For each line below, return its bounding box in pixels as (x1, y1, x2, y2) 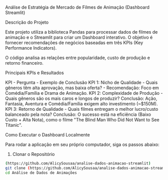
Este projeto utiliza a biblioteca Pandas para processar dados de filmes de (5, 29, 158, 35)
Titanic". (5, 122, 22, 128)
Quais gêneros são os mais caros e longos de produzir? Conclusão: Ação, (5, 95, 157, 101)
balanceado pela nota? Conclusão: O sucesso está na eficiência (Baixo (5, 111, 151, 117)
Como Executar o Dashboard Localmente (5, 132, 90, 137)
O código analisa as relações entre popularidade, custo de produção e (5, 55, 150, 61)
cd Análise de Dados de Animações (5, 170, 77, 175)
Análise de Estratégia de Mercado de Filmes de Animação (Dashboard (5, 5, 150, 10)
